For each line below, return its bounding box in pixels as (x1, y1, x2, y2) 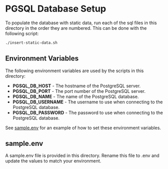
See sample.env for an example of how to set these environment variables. (5, 125, 161, 131)
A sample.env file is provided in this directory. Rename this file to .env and (5, 152, 159, 159)
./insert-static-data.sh (5, 40, 58, 45)
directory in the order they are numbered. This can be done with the (5, 25, 147, 31)
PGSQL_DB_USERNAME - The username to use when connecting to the (12, 99, 163, 105)
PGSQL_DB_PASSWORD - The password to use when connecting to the (12, 109, 163, 116)
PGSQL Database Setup (5, 3, 106, 15)
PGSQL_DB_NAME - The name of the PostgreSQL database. (12, 93, 139, 99)
